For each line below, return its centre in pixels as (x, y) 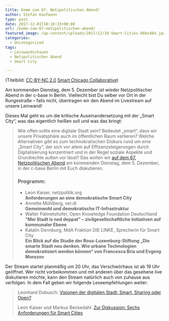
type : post (17, 19)
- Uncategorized (27, 43)
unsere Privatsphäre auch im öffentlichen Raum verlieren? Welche (86, 136)
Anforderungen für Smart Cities (50, 312)
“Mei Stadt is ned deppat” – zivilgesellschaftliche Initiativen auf (93, 219)
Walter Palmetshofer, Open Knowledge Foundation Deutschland (91, 214)
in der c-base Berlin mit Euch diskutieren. (60, 168)
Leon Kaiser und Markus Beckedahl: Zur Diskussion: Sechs (78, 307)
